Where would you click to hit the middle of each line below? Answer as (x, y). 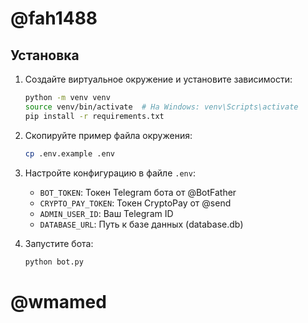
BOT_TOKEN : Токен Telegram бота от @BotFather (138, 192)
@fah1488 (54, 18)
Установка (45, 55)
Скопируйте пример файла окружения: (108, 135)
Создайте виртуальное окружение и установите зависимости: (158, 79)
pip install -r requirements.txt (94, 116)
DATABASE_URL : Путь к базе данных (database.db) (141, 224)
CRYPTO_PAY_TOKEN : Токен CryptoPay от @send (135, 203)
